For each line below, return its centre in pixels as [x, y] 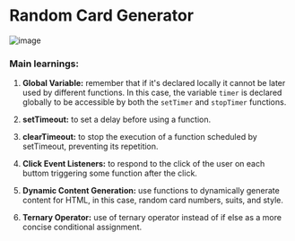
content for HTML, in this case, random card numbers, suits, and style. [153, 200]
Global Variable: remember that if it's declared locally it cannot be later [154, 83]
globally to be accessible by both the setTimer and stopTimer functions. [154, 102]
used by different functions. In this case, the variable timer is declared [152, 93]
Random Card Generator [102, 16]
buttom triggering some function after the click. [109, 173]
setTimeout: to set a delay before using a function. [117, 120]
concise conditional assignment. [82, 227]
